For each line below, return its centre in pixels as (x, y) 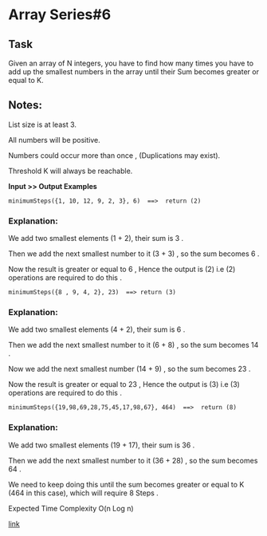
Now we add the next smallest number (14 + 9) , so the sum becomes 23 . (130, 369)
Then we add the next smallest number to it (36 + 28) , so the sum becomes (133, 460)
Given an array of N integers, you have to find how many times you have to (131, 63)
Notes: (25, 105)
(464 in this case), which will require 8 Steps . (84, 493)
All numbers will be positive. (55, 140)
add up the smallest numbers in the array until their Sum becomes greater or (133, 72)
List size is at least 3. (43, 124)
